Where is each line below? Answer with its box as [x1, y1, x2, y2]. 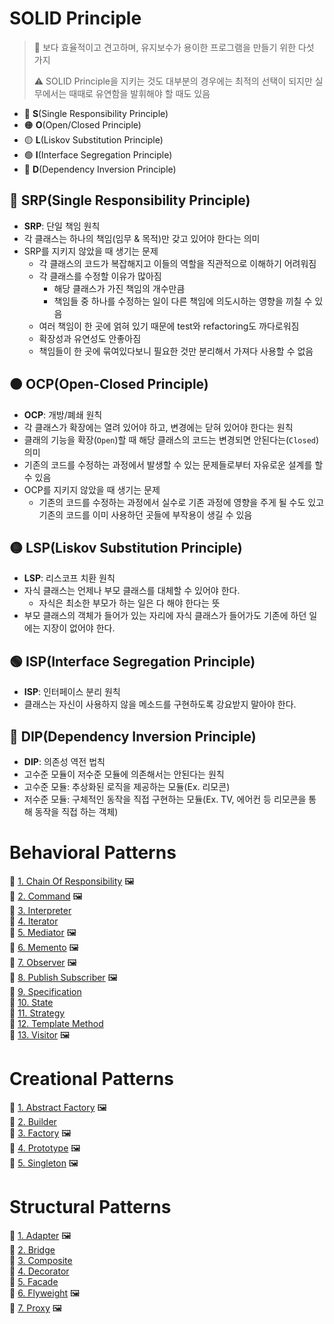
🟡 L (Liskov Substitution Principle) [23, 133, 164, 146]
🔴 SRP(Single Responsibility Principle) [9, 192, 251, 209]
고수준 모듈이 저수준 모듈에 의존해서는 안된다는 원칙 [23, 768, 225, 780]
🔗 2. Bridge [9, 1243, 56, 1256]
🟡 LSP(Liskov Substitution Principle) [9, 539, 243, 556]
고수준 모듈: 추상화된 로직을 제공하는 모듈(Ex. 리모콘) [23, 781, 231, 792]
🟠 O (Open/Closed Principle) [23, 118, 142, 131]
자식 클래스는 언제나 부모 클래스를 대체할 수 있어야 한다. [23, 585, 241, 597]
